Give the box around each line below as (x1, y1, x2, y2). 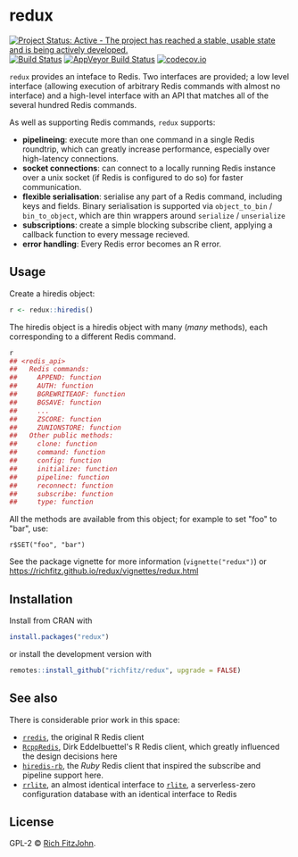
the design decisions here (21, 751, 118, 761)
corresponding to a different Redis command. (9, 331, 177, 342)
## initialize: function (9, 464, 118, 473)
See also (9, 691, 58, 706)
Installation (9, 591, 73, 607)
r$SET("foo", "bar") (9, 541, 87, 550)
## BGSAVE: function (9, 398, 102, 407)
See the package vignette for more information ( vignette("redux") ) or (9, 556, 268, 567)
